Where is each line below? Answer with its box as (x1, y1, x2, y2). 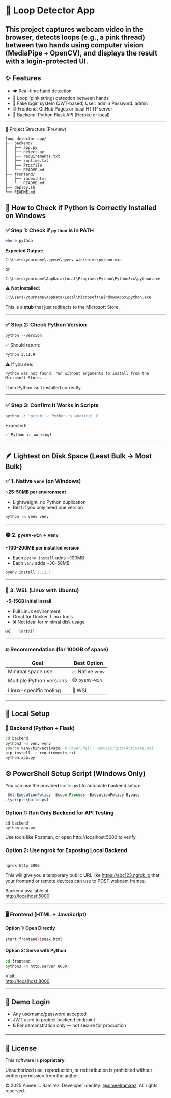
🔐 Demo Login (5, 998, 50, 1006)
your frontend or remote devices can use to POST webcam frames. (5, 877, 146, 884)
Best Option (73, 659, 103, 666)
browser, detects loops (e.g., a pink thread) (5, 33, 145, 41)
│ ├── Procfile (5, 163, 42, 168)
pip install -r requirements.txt (5, 750, 76, 755)
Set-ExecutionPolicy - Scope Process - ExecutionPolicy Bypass (7, 792, 140, 798)
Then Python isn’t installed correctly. (5, 385, 82, 391)
